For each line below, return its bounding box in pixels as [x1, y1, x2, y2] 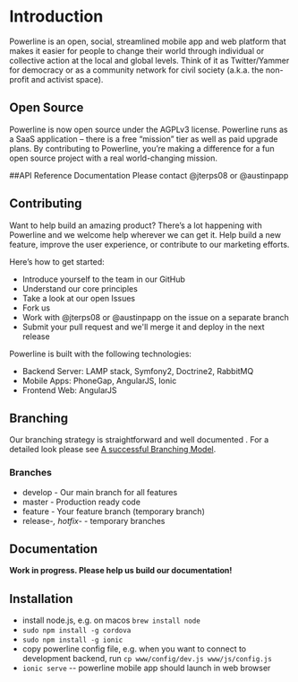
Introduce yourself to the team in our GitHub [21, 274, 186, 284]
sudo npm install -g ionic [21, 635, 123, 645]
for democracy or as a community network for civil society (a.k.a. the [9, 65, 264, 75]
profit [9, 74, 30, 84]
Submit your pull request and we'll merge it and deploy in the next [21, 321, 266, 332]
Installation [9, 590, 73, 607]
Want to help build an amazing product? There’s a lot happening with [9, 220, 262, 231]
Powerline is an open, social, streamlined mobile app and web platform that [9, 36, 286, 47]
